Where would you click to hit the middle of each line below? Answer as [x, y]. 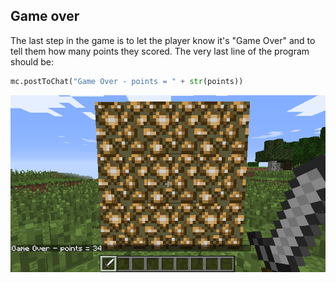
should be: [32, 61]
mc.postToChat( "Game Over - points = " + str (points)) [127, 81]
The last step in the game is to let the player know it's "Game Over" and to [163, 40]
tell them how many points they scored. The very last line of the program [160, 51]
